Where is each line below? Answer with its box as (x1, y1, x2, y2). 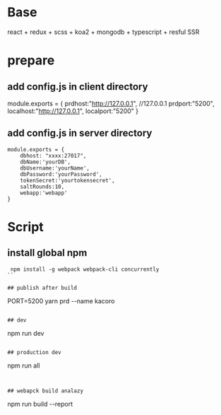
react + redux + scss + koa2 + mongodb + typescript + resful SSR (7, 28, 200, 36)
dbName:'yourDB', (20, 158, 71, 165)
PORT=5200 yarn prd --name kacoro (7, 296, 115, 305)
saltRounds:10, (20, 183, 65, 190)
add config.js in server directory (7, 127, 153, 139)
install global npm (7, 247, 88, 259)
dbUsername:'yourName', (20, 164, 90, 172)
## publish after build (7, 284, 78, 291)
